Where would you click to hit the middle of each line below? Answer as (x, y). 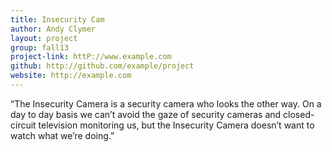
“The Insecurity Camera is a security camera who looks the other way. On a (166, 103)
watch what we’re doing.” (62, 135)
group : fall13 (40, 47)
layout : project (44, 38)
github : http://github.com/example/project (102, 66)
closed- (299, 114)
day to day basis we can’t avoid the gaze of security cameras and (146, 114)
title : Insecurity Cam (57, 19)
